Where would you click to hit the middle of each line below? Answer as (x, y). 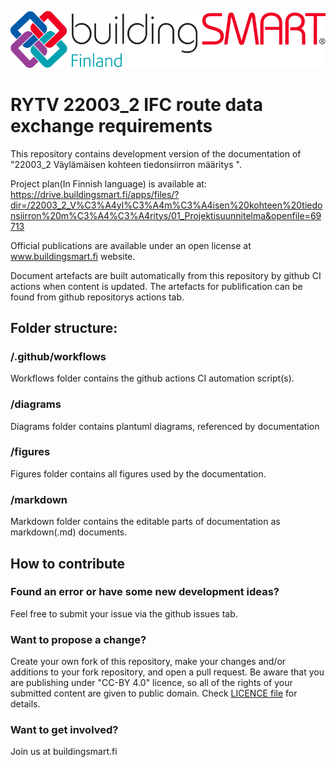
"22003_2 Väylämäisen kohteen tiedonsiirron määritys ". (126, 164)
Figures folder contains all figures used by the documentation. (138, 473)
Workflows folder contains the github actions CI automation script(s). (152, 378)
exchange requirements (111, 125)
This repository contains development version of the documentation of (156, 153)
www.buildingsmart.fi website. (73, 256)
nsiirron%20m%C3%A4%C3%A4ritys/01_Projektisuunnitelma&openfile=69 (166, 215)
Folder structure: (64, 327)
